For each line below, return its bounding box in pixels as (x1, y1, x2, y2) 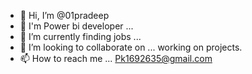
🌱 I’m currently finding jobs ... (19, 31, 142, 42)
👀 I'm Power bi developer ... (19, 20, 134, 32)
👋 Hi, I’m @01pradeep (19, 10, 110, 21)
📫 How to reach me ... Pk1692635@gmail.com (19, 53, 213, 64)
